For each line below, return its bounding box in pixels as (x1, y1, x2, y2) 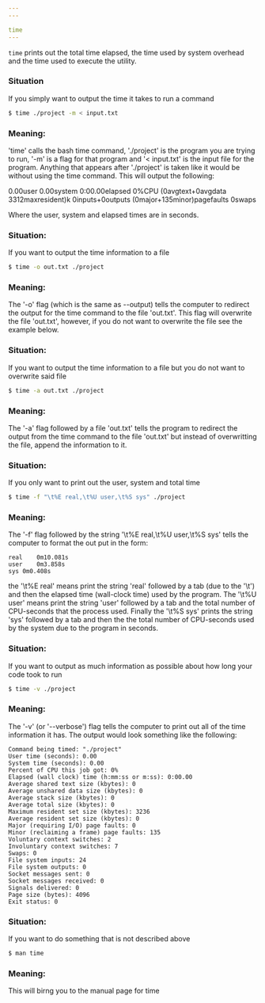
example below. (8, 325, 59, 335)
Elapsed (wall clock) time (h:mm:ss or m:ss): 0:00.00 (8, 773, 193, 781)
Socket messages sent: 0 (8, 870, 90, 878)
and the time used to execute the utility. (8, 56, 137, 66)
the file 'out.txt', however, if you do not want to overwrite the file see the (8, 317, 243, 326)
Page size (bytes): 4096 (8, 891, 90, 899)
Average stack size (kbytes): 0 (8, 793, 115, 802)
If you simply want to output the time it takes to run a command (8, 93, 214, 103)
